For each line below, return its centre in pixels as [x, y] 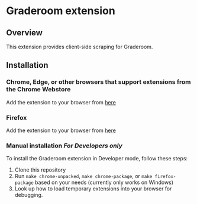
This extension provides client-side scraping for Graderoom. [80, 47]
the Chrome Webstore [38, 90]
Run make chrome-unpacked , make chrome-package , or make [83, 176]
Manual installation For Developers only [64, 146]
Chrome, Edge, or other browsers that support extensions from [98, 82]
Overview [25, 33]
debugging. [29, 195]
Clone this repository [40, 170]
